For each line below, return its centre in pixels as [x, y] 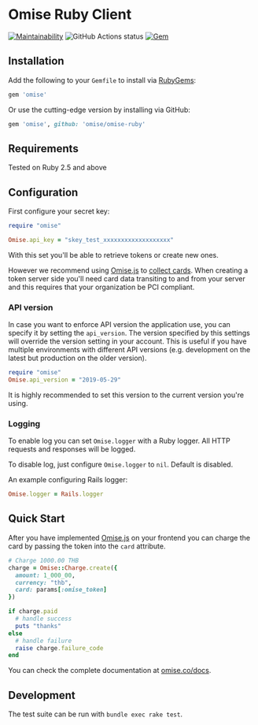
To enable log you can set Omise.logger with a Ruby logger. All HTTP [119, 441]
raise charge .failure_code [59, 648]
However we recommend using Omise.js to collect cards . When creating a [128, 270]
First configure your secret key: [59, 211]
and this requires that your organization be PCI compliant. [101, 287]
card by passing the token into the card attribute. [87, 546]
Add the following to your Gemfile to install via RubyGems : [102, 80]
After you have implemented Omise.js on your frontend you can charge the [129, 537]
